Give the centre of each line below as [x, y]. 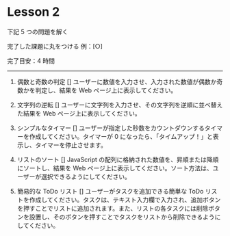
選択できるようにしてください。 [86, 176]
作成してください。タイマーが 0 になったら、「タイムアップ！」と [121, 136]
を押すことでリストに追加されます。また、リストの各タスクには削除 [113, 208]
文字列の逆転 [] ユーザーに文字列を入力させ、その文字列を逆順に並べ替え [120, 105]
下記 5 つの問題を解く [38, 31]
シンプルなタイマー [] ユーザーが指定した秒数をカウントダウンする [111, 128]
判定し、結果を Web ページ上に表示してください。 [106, 90]
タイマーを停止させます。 [71, 145]
